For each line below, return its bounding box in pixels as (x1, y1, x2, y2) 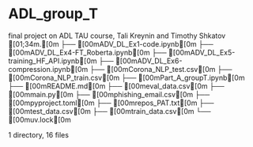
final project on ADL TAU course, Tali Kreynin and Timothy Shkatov (8, 31, 226, 40)
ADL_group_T (8, 5, 99, 23)
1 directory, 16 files (8, 130, 70, 139)
